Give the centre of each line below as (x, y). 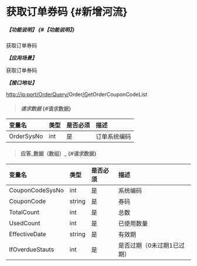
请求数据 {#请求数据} (46, 108)
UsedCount (25, 223)
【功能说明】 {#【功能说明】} (40, 29)
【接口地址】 (21, 83)
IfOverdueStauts (32, 249)
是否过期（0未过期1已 (148, 245)
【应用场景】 (21, 58)
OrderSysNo (26, 136)
